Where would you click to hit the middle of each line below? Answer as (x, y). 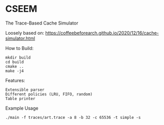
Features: (15, 80)
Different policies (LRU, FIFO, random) (49, 94)
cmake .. (15, 66)
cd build (15, 62)
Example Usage (22, 108)
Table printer (20, 98)
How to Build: (19, 48)
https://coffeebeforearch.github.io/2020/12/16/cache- (102, 33)
